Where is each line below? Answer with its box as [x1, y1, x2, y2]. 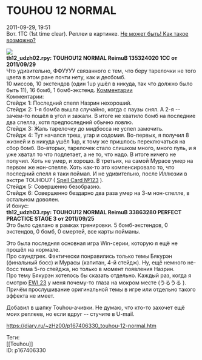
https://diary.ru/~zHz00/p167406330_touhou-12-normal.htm [6, 322, 157, 329]
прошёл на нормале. [6, 246, 60, 253]
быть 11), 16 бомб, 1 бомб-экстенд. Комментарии [6, 86, 133, 94]
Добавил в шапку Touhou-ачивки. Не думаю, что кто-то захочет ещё [6, 304, 185, 311]
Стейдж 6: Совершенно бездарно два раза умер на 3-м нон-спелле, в [6, 189, 190, 197]
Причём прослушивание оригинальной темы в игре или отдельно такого [6, 286, 196, 293]
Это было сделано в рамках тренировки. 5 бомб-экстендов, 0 [6, 221, 168, 229]
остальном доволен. [6, 195, 59, 203]
